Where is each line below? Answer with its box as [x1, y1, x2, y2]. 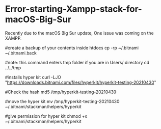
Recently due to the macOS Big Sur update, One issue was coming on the [5, 30, 154, 36]
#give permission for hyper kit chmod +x [5, 113, 87, 119]
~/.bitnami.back [5, 50, 37, 56]
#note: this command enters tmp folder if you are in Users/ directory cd [5, 59, 150, 65]
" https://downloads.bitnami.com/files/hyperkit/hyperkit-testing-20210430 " [5, 79, 157, 85]
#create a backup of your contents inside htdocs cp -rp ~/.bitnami [5, 45, 139, 51]
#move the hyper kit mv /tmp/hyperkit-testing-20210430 [5, 98, 120, 104]
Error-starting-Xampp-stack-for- [5, 3, 142, 15]
